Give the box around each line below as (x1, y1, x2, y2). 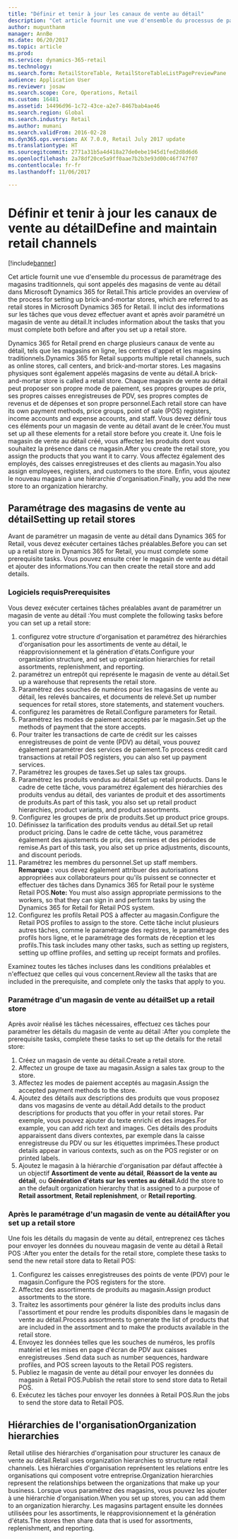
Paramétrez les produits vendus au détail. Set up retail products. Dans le (18, 775, 227, 783)
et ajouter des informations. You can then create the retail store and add (8, 562, 216, 571)
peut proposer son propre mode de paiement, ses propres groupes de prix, (8, 384, 227, 392)
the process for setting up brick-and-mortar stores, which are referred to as (8, 295, 229, 303)
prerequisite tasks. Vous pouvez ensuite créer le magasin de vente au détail (8, 555, 228, 563)
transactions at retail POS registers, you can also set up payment (18, 752, 207, 761)
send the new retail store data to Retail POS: (8, 1256, 136, 1265)
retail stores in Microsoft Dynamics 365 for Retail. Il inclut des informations (8, 302, 225, 311)
